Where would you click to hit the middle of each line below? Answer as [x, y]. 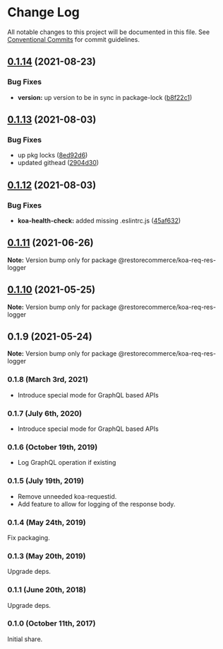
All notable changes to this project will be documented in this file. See [109, 32]
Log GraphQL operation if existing [67, 463]
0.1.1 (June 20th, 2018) [47, 590]
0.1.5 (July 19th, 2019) [46, 481]
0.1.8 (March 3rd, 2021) [48, 380]
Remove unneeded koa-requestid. [67, 496]
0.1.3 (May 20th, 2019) [47, 555]
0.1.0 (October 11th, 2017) [52, 623]
